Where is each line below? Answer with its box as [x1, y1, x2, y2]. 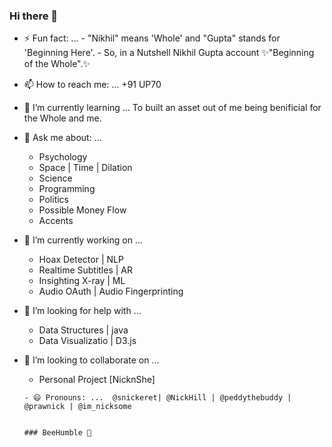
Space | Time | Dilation [38, 162, 133, 174]
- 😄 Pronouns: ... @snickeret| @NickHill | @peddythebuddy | [23, 393, 292, 403]
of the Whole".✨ [23, 58, 91, 70]
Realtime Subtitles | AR [38, 264, 134, 276]
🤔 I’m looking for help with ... [23, 305, 142, 317]
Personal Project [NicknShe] [38, 374, 156, 386]
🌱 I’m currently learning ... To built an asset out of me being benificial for [23, 102, 322, 114]
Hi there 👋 [9, 9, 59, 23]
